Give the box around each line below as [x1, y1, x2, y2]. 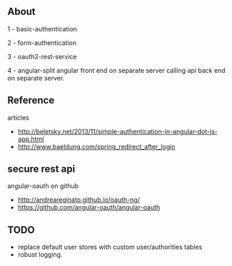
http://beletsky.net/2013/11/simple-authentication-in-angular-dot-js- [17, 127, 218, 135]
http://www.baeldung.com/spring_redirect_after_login [17, 142, 176, 150]
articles [7, 113, 30, 122]
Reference [7, 94, 55, 106]
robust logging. [17, 250, 63, 259]
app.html [17, 135, 44, 143]
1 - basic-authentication [7, 24, 77, 33]
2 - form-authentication [7, 39, 77, 47]
